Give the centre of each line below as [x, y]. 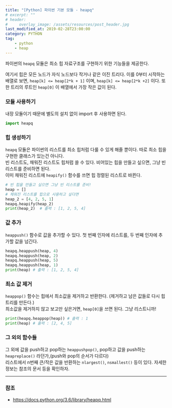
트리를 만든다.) [20, 303]
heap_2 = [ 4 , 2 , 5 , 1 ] [29, 199]
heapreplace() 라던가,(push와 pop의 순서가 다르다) [57, 356]
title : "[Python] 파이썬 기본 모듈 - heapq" [50, 10]
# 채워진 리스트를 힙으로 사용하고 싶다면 [42, 194]
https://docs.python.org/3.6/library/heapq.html [62, 399]
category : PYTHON [24, 34]
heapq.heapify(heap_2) [29, 204]
